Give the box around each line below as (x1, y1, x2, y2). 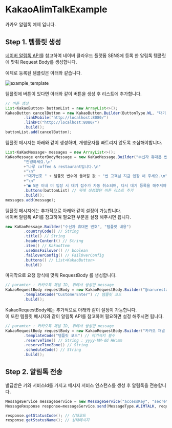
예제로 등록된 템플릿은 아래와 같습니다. (5, 69, 82, 76)
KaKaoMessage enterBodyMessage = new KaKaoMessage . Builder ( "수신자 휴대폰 (5, 154, 162, 160)
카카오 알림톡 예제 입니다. (5, 21, 56, 27)
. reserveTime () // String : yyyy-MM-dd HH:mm (24, 338, 123, 343)
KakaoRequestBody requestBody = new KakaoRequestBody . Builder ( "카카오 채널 (5, 328, 165, 333)
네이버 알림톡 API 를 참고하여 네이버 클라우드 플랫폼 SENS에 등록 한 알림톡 (5, 52, 153, 59)
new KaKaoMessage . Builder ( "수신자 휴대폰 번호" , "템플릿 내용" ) (5, 224, 132, 229)
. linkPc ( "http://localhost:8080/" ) (24, 120, 100, 125)
